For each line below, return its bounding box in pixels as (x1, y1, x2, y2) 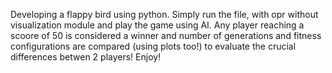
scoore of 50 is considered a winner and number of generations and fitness (10, 30, 322, 41)
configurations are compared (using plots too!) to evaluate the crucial (10, 40, 297, 52)
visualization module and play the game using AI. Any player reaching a (10, 19, 305, 31)
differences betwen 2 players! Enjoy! (10, 51, 162, 63)
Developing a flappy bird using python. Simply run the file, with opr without (10, 9, 319, 20)
